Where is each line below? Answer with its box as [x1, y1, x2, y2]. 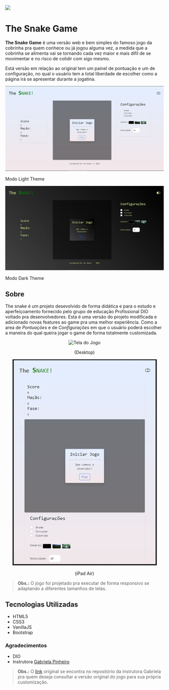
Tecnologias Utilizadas [5, 600, 78, 609]
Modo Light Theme [5, 176, 45, 182]
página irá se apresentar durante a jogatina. [5, 76, 96, 82]
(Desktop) [74, 349, 95, 355]
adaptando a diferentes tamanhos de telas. [17, 585, 107, 592]
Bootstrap [12, 630, 33, 636]
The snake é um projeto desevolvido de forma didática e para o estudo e [5, 303, 156, 309]
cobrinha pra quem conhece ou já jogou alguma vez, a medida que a [5, 45, 147, 51]
